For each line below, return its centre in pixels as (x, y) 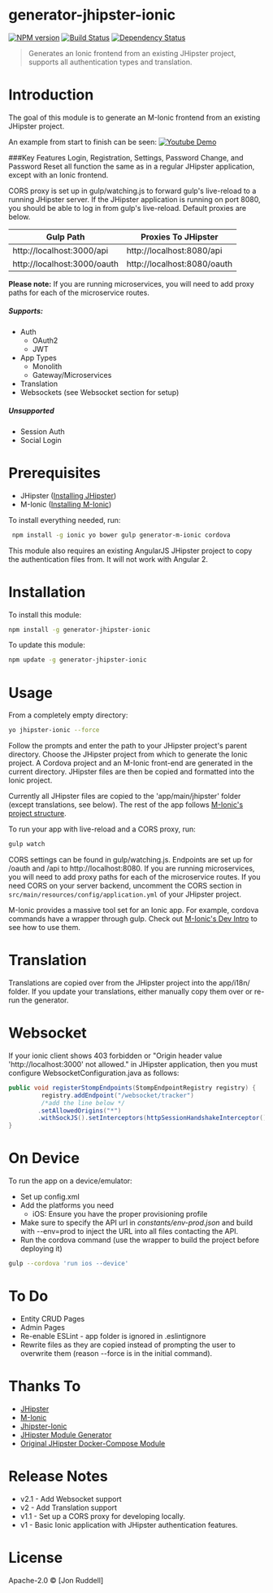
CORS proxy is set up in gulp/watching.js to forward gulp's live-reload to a (132, 191)
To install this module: (45, 614)
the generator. (45, 1000)
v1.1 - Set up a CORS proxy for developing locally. (102, 1516)
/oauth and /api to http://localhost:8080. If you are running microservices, (132, 868)
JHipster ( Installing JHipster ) (68, 495)
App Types (38, 358)
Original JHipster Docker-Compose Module (93, 1443)
